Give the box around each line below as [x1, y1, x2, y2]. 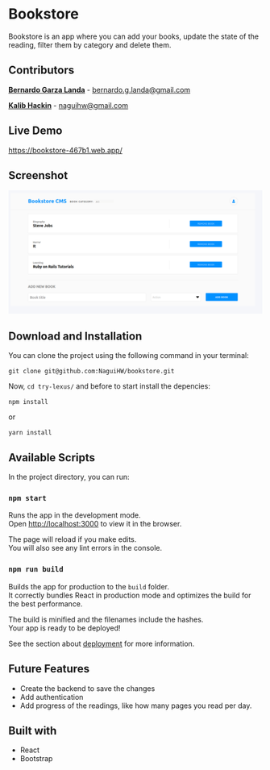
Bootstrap [19, 754, 53, 764]
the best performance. [8, 598, 83, 609]
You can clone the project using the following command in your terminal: [8, 351, 249, 360]
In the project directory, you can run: [8, 472, 130, 482]
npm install [8, 398, 48, 406]
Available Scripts [8, 451, 95, 464]
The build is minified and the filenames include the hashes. [8, 614, 204, 624]
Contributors [8, 64, 75, 77]
